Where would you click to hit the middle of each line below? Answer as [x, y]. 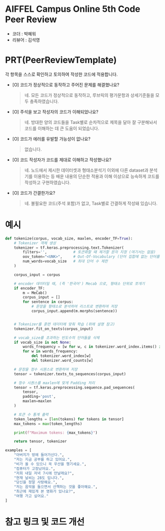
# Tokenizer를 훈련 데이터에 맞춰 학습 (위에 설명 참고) [65, 324]
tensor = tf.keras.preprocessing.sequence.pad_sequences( [74, 387]
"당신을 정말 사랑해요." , [36, 482]
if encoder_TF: [29, 288]
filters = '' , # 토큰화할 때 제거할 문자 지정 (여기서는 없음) [89, 252]
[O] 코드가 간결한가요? [34, 193]
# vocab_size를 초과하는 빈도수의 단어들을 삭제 [57, 338]
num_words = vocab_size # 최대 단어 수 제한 [65, 262]
